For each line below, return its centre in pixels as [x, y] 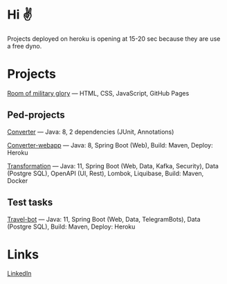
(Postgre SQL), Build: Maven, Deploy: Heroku [71, 227]
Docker [18, 180]
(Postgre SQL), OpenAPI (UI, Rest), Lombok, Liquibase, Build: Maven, [106, 173]
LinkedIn [19, 274]
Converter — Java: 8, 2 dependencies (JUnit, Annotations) [91, 132]
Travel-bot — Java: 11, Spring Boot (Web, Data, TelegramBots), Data [104, 219]
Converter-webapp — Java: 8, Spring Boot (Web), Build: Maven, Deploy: [110, 145]
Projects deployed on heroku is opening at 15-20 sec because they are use [114, 38]
